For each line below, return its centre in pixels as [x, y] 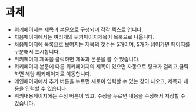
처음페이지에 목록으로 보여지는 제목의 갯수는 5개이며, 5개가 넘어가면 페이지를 [102, 44]
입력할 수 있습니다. [46, 88]
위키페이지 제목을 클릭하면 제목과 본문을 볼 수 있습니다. [77, 59]
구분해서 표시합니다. [37, 51]
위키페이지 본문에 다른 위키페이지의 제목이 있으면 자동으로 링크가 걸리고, [97, 66]
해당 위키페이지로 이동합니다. [58, 74]
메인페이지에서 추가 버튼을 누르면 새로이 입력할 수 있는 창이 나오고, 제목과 [98, 81]
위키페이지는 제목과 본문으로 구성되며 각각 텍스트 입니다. [79, 29]
